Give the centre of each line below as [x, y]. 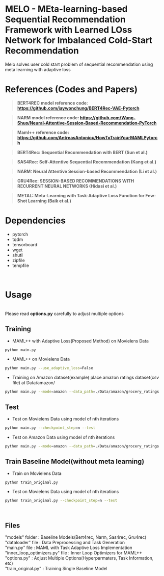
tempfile [21, 265]
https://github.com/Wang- [108, 118]
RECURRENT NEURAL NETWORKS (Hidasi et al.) [67, 186]
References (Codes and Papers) [71, 90]
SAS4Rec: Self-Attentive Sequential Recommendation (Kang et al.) [87, 162]
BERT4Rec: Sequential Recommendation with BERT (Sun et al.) [82, 152]
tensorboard [25, 244]
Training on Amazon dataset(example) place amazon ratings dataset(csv [85, 378]
